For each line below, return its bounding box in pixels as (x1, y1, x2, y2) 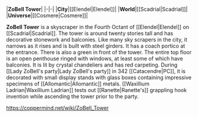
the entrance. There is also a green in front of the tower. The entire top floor (6, 49, 192, 56)
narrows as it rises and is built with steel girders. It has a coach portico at (6, 42, 186, 49)
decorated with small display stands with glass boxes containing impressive (6, 74, 192, 81)
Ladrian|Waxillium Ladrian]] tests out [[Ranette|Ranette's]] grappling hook (6, 87, 187, 93)
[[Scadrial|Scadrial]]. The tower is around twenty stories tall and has (6, 30, 174, 37)
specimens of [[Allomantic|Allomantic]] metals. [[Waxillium (6, 80, 150, 87)
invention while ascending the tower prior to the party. (6, 93, 139, 100)
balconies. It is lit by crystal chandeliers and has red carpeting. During (6, 61, 178, 68)
